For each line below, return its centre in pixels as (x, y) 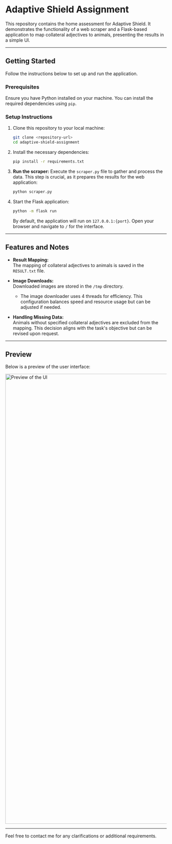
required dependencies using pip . (41, 103)
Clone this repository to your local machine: (59, 128)
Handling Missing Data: (38, 317)
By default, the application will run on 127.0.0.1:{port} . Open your (83, 221)
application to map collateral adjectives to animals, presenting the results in (85, 34)
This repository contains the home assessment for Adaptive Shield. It (78, 24)
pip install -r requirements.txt (48, 162)
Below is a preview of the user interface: (48, 367)
